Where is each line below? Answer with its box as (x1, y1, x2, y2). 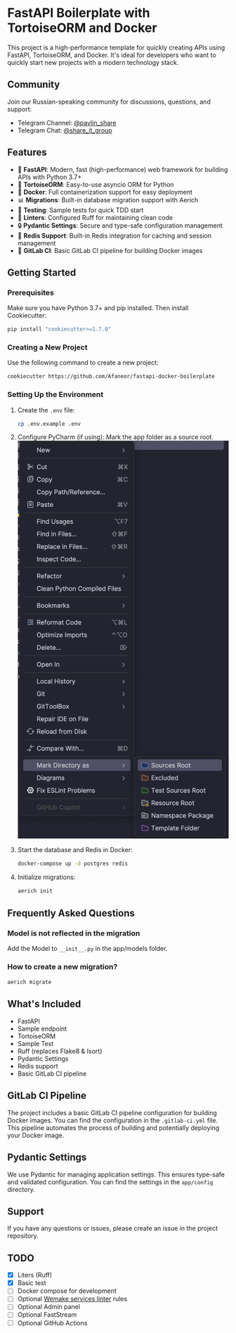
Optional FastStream (17, 1310, 77, 1319)
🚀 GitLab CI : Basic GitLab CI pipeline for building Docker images (17, 246, 203, 254)
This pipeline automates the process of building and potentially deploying (7, 1123, 220, 1132)
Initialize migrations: (17, 873, 76, 882)
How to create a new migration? (7, 962, 118, 971)
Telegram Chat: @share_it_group (17, 125, 112, 135)
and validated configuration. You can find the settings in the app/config (7, 1177, 214, 1186)
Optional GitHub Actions (17, 1318, 88, 1327)
